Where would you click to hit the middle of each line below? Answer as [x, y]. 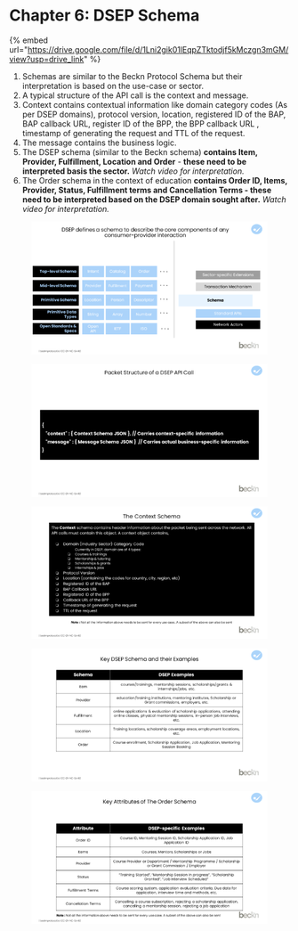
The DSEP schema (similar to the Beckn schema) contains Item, [140, 151]
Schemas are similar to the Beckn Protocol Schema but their [132, 76]
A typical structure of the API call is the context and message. [135, 95]
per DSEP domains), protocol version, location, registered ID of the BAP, [154, 114]
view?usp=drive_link [47, 59]
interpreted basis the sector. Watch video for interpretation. [133, 171]
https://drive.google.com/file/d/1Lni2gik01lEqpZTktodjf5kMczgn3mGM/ [158, 49]
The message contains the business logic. [99, 143]
